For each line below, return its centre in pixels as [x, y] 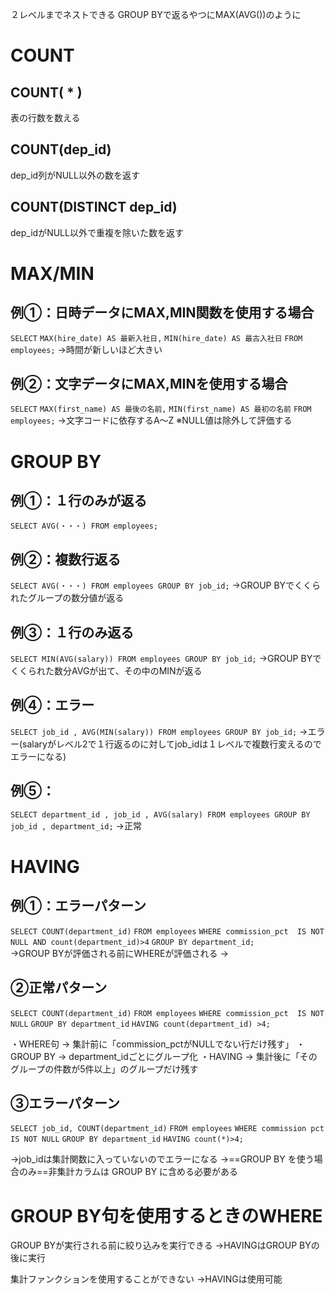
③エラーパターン [65, 1103]
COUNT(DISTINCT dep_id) [94, 207]
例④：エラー [52, 705]
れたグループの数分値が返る [67, 598]
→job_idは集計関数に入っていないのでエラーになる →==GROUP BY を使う [162, 1159]
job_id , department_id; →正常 [76, 825]
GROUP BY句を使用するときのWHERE [166, 1215]
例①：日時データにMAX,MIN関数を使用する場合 [162, 313]
